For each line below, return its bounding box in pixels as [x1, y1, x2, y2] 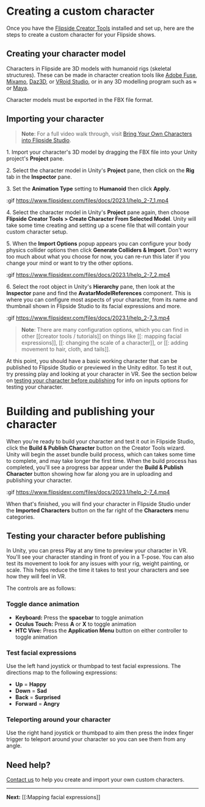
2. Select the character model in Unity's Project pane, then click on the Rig [6, 167, 195, 174]
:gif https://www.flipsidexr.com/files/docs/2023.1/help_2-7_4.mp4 [6, 488, 170, 495]
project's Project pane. [6, 154, 65, 162]
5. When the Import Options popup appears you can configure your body [6, 240, 192, 247]
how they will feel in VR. [6, 573, 67, 580]
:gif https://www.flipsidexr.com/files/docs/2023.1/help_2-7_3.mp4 [6, 314, 170, 321]
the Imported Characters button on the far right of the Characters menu [6, 506, 189, 514]
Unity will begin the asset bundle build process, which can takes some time [6, 450, 196, 458]
